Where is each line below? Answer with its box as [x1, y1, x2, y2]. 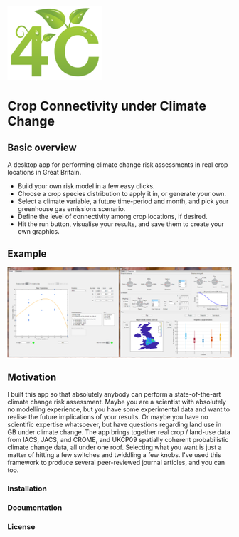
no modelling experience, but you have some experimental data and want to [7, 405, 230, 414]
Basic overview [7, 141, 77, 153]
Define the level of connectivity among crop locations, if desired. [17, 213, 208, 220]
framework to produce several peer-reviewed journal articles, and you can [7, 459, 225, 467]
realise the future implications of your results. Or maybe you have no [7, 413, 208, 421]
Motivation [7, 372, 57, 383]
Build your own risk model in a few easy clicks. [17, 182, 155, 190]
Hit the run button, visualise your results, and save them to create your [17, 220, 224, 228]
